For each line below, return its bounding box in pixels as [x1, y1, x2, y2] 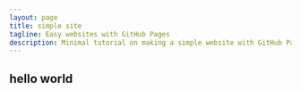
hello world [9, 71, 73, 86]
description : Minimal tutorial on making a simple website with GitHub [9, 38, 282, 47]
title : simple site [9, 21, 82, 30]
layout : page [9, 13, 58, 22]
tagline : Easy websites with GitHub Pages [9, 29, 170, 38]
